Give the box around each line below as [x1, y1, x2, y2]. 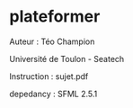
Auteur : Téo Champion [9, 36, 95, 47]
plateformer [9, 6, 101, 27]
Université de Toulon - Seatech [9, 53, 125, 64]
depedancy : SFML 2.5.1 [9, 88, 98, 99]
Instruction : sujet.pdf [9, 70, 89, 82]
